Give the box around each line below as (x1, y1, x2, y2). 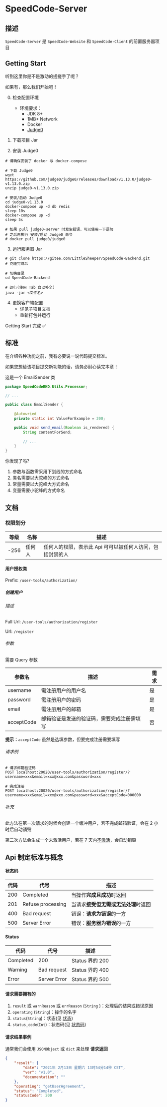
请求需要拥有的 (5, 991, 36, 997)
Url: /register (5, 628, 34, 634)
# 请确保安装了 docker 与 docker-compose (5, 158, 87, 163)
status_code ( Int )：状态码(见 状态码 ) (12, 1022, 86, 1028)
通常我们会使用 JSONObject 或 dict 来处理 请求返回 (5, 1046, 108, 1052)
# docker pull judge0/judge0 (5, 236, 66, 241)
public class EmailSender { (5, 402, 64, 407)
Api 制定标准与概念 (5, 853, 64, 862)
